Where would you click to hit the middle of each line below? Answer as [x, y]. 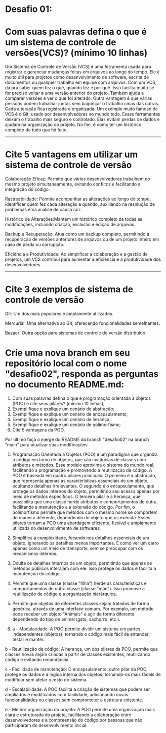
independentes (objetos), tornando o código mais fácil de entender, [81, 634]
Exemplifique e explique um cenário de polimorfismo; [66, 425]
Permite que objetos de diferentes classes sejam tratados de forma [81, 603]
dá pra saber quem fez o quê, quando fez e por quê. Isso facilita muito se [80, 88]
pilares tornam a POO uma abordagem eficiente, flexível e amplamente [84, 523]
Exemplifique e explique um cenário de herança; [62, 419]
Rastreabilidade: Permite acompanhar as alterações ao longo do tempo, [78, 199]
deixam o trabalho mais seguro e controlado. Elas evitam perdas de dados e [82, 120]
